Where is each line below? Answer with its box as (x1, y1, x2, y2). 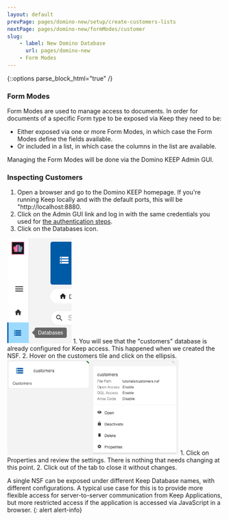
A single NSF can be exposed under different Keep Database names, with (7, 477, 215, 485)
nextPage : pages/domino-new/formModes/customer (7, 25, 146, 32)
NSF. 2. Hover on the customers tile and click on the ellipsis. (7, 352, 177, 360)
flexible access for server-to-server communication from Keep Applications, (7, 491, 223, 499)
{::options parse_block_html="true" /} (7, 74, 113, 82)
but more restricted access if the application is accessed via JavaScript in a (7, 499, 221, 507)
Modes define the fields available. (16, 135, 113, 144)
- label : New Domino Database (19, 40, 106, 47)
